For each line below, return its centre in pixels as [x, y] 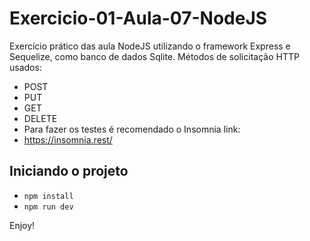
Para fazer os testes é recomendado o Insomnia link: [132, 129]
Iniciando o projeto [69, 171]
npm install [48, 196]
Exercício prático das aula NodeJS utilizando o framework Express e [150, 46]
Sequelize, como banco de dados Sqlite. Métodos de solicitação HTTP [154, 56]
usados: [25, 67]
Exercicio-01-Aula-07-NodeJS [138, 18]
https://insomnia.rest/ [68, 139]
